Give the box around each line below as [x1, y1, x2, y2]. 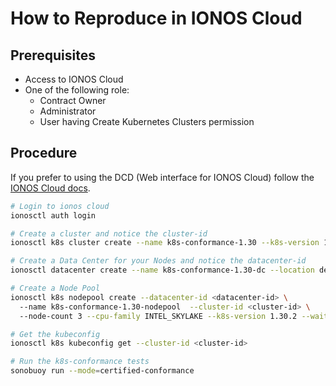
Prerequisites [10, 47, 96, 64]
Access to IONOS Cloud [24, 73, 124, 85]
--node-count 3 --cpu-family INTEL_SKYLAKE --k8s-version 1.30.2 [19, 311, 298, 321]
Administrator [39, 105, 97, 117]
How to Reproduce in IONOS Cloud [10, 7, 303, 30]
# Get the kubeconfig [10, 329, 101, 339]
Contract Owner [39, 95, 107, 106]
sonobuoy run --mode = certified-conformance [10, 366, 195, 376]
